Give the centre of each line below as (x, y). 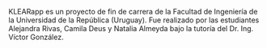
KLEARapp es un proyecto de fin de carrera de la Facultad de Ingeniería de (133, 12)
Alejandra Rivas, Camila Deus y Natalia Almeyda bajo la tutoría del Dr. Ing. (131, 28)
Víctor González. (36, 37)
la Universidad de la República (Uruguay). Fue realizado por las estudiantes (134, 20)
